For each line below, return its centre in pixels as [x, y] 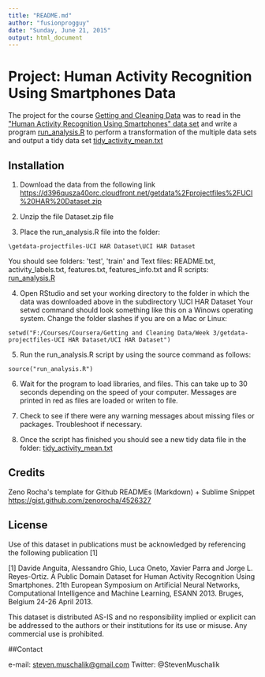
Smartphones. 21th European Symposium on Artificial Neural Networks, [124, 584]
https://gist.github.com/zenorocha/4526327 [80, 500]
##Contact [26, 649]
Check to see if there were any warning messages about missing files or [137, 416]
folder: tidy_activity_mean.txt [66, 448]
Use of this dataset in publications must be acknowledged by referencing [127, 544]
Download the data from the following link [88, 184]
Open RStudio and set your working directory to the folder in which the [134, 293]
